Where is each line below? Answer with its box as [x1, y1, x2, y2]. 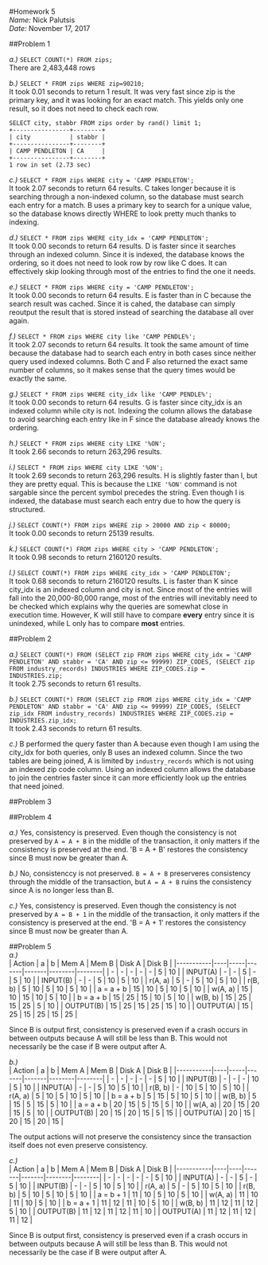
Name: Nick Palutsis [9, 15, 76, 25]
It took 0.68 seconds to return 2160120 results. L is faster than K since [9, 577, 239, 586]
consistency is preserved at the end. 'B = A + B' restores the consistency [9, 844, 249, 854]
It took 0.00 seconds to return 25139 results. [9, 529, 154, 538]
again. [9, 316, 30, 325]
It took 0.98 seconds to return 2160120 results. [9, 553, 162, 562]
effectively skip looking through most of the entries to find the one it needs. [9, 267, 256, 276]
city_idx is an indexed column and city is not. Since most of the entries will [9, 585, 253, 594]
